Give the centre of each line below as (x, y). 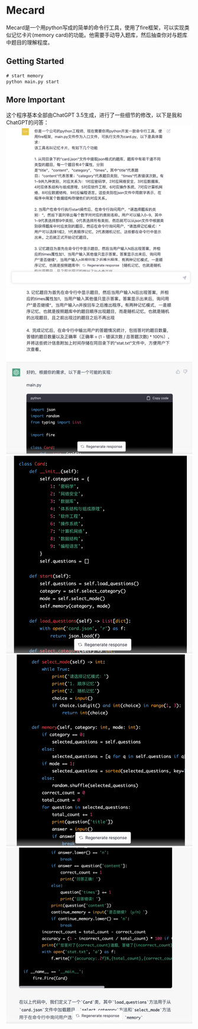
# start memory (25, 76)
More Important (35, 100)
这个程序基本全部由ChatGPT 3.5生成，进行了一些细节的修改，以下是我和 (94, 115)
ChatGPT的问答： (27, 122)
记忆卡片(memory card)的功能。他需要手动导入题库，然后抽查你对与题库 (99, 35)
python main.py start (33, 82)
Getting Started (35, 61)
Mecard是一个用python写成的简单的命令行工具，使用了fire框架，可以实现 (95, 27)
